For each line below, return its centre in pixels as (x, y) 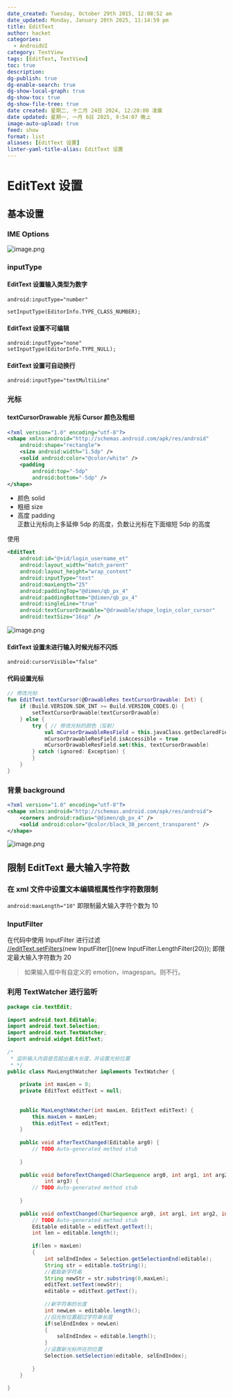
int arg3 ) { (61, 1181)
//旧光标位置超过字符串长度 (78, 1317)
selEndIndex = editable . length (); (106, 1336)
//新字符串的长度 (66, 1304)
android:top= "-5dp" (60, 471)
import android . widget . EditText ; (55, 1039)
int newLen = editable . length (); (92, 1310)
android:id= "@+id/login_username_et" (74, 559)
